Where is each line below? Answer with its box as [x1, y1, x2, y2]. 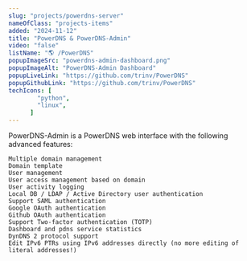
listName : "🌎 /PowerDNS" [8, 49, 94, 57]
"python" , [37, 94, 70, 102]
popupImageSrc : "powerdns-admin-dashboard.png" [8, 57, 171, 65]
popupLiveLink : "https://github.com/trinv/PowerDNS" [8, 71, 189, 80]
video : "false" [8, 42, 60, 50]
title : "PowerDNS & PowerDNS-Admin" [8, 34, 131, 43]
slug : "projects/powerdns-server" [8, 11, 125, 20]
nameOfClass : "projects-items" [8, 19, 113, 27]
